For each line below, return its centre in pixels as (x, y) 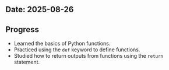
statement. (27, 62)
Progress (22, 29)
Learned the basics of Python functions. (62, 44)
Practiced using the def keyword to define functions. (77, 50)
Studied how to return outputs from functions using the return (89, 56)
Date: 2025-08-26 (40, 10)
